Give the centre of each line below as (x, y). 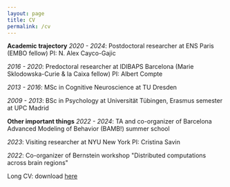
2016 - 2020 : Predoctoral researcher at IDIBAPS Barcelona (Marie (100, 67)
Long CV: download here (42, 176)
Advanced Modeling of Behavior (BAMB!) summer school (89, 129)
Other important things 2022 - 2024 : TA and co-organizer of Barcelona (109, 121)
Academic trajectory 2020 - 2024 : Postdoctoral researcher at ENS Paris (111, 46)
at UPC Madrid (28, 108)
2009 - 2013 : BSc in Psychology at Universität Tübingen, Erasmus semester (115, 101)
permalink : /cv (29, 26)
